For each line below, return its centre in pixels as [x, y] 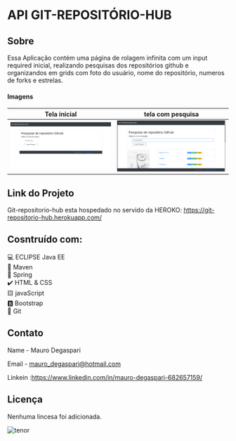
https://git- [199, 210]
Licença [25, 400]
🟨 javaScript [26, 293]
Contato [25, 333]
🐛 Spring [20, 274]
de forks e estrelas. [35, 80]
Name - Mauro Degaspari [44, 350]
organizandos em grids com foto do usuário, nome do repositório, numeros [116, 73]
